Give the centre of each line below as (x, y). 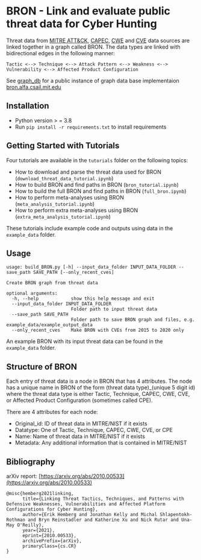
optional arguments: (32, 294)
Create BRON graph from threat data (52, 283)
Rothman (16, 520)
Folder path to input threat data (114, 309)
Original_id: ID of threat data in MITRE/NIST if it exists (81, 424)
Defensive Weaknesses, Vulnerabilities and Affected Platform (86, 504)
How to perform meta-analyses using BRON (70, 197)
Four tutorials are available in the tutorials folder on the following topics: (97, 160)
